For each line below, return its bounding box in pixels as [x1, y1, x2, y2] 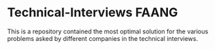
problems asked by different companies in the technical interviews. [7, 34, 198, 42]
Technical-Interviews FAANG [7, 5, 178, 20]
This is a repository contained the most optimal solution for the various [7, 27, 209, 35]
